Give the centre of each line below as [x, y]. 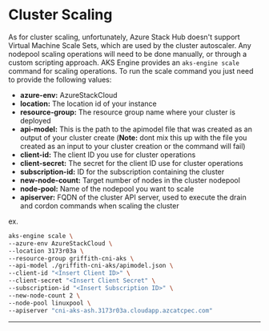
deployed [35, 120]
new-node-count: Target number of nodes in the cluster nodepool [130, 180]
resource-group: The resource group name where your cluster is [128, 112]
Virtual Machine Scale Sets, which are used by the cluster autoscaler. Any [130, 45]
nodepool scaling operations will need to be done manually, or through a [128, 54]
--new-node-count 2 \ [44, 295]
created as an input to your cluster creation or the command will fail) [132, 146]
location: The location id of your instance [88, 103]
